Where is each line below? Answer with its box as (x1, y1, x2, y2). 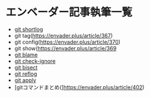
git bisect (14, 63, 38, 71)
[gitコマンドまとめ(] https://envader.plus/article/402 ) (14, 83, 145, 90)
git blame (14, 51, 38, 58)
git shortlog (14, 25, 43, 33)
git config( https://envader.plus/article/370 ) (14, 38, 121, 46)
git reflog (14, 70, 37, 77)
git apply (14, 76, 37, 84)
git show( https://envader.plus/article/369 (14, 44, 117, 51)
